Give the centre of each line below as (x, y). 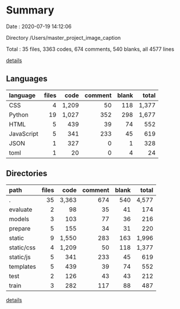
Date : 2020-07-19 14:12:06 (39, 26)
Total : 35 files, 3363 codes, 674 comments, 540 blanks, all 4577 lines (90, 49)
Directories (27, 174)
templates (22, 266)
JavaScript (24, 133)
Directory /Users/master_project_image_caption (63, 37)
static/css (22, 248)
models (19, 219)
